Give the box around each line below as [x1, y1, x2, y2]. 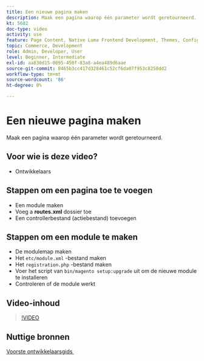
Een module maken [15, 201, 64, 208]
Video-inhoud [6, 298, 60, 308]
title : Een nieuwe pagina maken [6, 9, 88, 15]
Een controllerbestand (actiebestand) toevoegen [15, 214, 137, 222]
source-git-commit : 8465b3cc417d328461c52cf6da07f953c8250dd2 [6, 65, 167, 72]
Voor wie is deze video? [6, 151, 98, 162]
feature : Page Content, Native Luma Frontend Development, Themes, [6, 37, 181, 43]
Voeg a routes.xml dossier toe [15, 208, 92, 215]
